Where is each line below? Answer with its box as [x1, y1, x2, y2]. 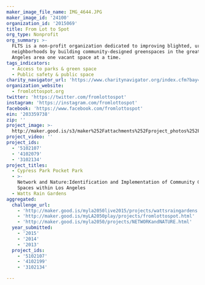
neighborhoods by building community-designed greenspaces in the [12, 49, 184, 55]
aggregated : [6, 196, 37, 202]
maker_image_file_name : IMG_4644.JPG [6, 9, 103, 15]
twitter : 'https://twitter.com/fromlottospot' [6, 94, 127, 100]
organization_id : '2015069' [6, 20, 78, 26]
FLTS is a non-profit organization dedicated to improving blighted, [12, 43, 192, 49]
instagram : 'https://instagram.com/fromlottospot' [6, 99, 138, 106]
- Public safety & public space [12, 71, 95, 78]
